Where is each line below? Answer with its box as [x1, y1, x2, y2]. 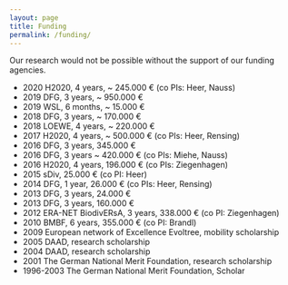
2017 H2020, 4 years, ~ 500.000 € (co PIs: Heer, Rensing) [22, 131, 241, 142]
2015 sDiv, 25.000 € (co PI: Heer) [22, 169, 148, 180]
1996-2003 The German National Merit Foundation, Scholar [22, 265, 245, 277]
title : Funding [9, 22, 67, 31]
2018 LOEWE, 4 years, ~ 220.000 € [22, 121, 155, 132]
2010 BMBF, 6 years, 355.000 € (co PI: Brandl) [22, 217, 197, 228]
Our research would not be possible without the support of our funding [9, 55, 275, 66]
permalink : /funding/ [9, 30, 92, 39]
